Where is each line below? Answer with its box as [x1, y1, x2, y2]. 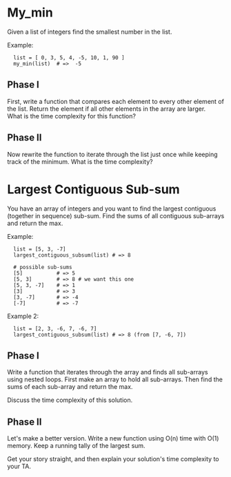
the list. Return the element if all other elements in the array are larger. [7, 105, 206, 113]
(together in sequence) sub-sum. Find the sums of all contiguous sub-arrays [7, 211, 225, 220]
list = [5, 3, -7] [13, 246, 67, 253]
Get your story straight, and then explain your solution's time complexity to [7, 455, 219, 463]
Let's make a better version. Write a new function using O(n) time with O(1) [7, 434, 219, 443]
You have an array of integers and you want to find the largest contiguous [7, 204, 217, 213]
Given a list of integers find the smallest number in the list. [7, 28, 172, 36]
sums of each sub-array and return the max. [7, 383, 133, 391]
